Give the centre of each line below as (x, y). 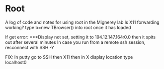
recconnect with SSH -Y (30, 47)
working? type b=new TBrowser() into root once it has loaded (68, 27)
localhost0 (16, 62)
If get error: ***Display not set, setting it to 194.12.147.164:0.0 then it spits (80, 37)
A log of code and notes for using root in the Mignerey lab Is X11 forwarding (82, 22)
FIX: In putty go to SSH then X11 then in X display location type (69, 57)
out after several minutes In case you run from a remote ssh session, (75, 42)
